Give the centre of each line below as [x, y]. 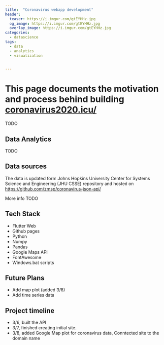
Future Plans [25, 278]
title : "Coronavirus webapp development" [49, 10]
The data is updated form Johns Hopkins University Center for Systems [78, 178]
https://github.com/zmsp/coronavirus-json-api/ [53, 189]
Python [19, 236]
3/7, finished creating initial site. [44, 328]
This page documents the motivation [82, 89]
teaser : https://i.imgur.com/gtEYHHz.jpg [53, 19]
